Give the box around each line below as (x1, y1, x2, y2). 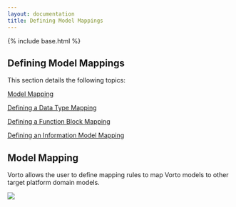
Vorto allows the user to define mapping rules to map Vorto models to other (7, 171, 230, 179)
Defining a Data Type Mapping (7, 104, 98, 112)
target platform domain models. (7, 179, 100, 187)
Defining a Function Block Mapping (7, 117, 111, 126)
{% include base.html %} (7, 36, 81, 45)
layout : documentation (7, 10, 75, 18)
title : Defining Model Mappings (7, 17, 103, 24)
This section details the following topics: (7, 76, 126, 85)
